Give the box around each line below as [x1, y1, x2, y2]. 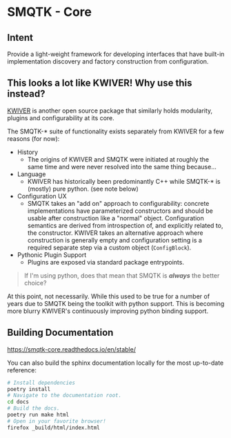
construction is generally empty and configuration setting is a [27, 236, 202, 244]
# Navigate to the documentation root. [7, 392, 122, 399]
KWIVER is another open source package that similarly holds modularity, [7, 106, 213, 115]
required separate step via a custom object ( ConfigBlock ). [27, 243, 192, 251]
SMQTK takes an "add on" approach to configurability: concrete [27, 199, 210, 207]
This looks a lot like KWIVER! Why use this [7, 77, 192, 89]
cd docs [7, 399, 30, 406]
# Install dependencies [7, 379, 76, 386]
